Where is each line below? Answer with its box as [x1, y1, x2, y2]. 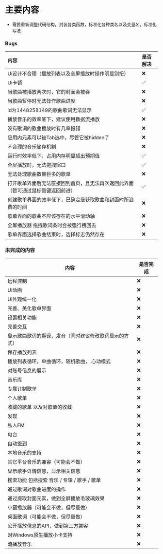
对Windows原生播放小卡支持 [7, 532, 73, 538]
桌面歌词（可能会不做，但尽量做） [7, 513, 86, 520]
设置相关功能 [7, 314, 37, 321]
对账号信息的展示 [7, 367, 47, 374]
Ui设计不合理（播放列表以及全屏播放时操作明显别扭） [7, 70, 129, 77]
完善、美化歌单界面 [7, 305, 52, 312]
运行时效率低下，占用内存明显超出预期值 [7, 153, 100, 159]
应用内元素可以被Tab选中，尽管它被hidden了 [7, 134, 110, 141]
